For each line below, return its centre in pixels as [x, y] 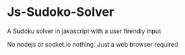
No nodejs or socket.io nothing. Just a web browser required [93, 44]
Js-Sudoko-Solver [61, 12]
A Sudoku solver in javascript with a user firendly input [84, 31]
